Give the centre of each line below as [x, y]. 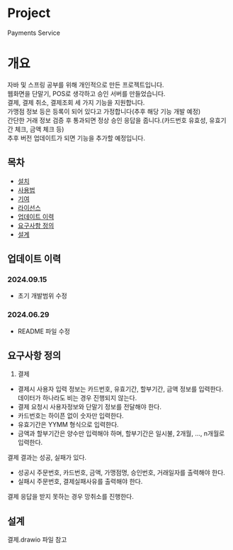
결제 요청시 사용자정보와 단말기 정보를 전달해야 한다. [89, 407]
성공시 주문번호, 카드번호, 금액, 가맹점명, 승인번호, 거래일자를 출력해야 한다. [121, 473]
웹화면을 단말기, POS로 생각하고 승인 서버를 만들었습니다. [86, 93]
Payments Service [34, 33]
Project [29, 13]
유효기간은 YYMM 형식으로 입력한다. [68, 425]
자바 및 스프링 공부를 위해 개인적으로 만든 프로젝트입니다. [86, 85]
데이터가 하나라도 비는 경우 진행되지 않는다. [77, 398]
